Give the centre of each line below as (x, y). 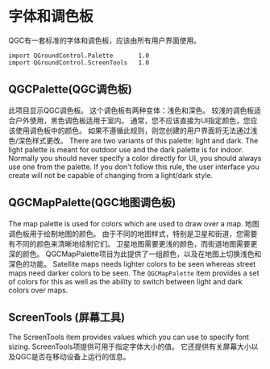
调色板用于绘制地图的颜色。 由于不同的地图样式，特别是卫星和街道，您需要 (133, 234)
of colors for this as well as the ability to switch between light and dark (126, 281)
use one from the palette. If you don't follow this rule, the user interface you (134, 167)
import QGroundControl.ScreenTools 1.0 (79, 62)
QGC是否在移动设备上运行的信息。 (73, 357)
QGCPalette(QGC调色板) (71, 89)
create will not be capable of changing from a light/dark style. (111, 175)
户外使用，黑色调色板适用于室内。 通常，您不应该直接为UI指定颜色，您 (133, 120)
